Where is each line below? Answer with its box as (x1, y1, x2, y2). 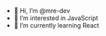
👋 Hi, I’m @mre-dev (13, 7, 70, 15)
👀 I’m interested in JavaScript (13, 14, 99, 22)
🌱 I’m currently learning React (13, 21, 100, 29)
